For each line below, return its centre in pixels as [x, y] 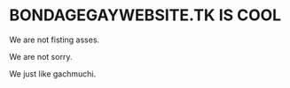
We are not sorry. [41, 56]
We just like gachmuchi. [52, 73]
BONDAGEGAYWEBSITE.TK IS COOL [145, 15]
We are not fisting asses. [55, 40]
